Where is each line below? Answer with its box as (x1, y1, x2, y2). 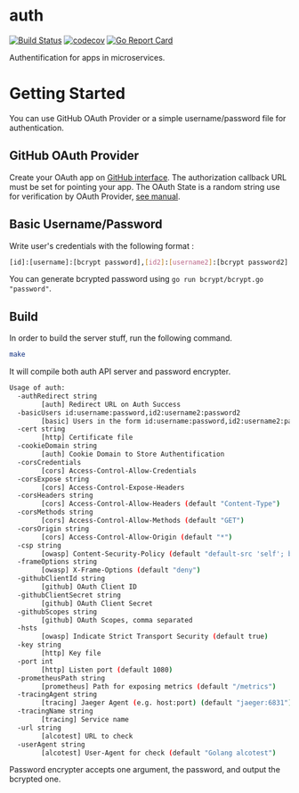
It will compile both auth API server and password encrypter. (9, 367, 231, 377)
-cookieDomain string (17, 442, 98, 450)
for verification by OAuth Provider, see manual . (9, 191, 181, 202)
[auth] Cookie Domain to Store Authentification (41, 450, 225, 459)
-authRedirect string (17, 392, 98, 401)
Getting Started (9, 84, 126, 103)
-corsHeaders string (17, 491, 93, 500)
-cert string (17, 425, 66, 434)
